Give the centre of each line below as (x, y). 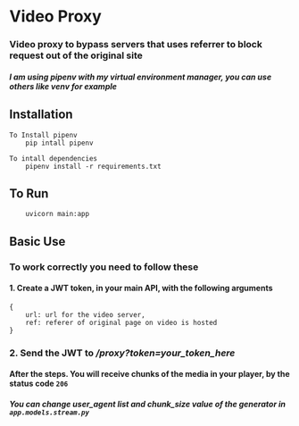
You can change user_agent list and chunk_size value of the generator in (147, 404)
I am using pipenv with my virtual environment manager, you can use (141, 77)
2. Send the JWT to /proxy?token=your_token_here (122, 353)
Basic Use (37, 242)
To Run (29, 193)
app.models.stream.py (50, 413)
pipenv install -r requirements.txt (94, 166)
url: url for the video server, (85, 314)
